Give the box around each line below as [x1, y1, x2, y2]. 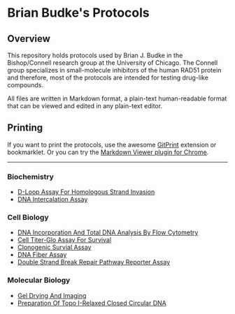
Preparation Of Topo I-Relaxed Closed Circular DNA [17, 299, 166, 307]
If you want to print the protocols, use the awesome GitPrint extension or [7, 140, 217, 149]
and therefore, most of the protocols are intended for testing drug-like [7, 73, 208, 82]
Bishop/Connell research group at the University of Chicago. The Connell [7, 59, 218, 67]
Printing [7, 122, 43, 134]
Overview [7, 33, 51, 45]
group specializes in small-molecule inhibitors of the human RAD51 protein [7, 66, 222, 74]
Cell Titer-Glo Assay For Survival [17, 236, 112, 244]
